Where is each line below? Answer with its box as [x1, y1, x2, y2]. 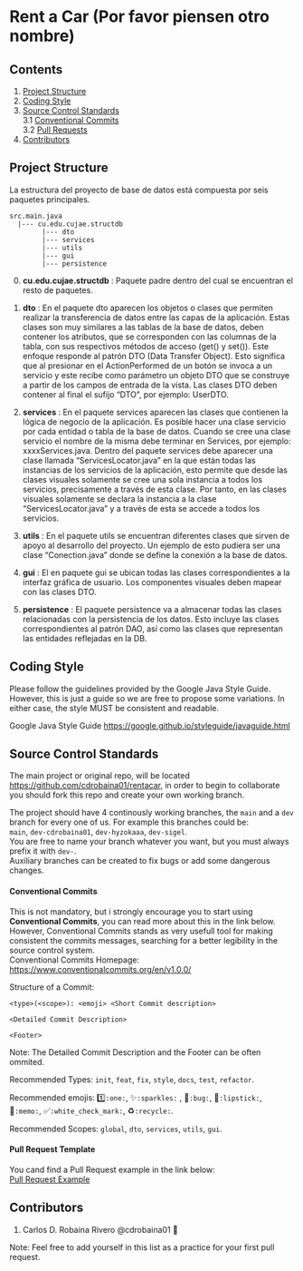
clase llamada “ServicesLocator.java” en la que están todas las [22, 455, 256, 465]
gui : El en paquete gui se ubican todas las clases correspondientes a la [22, 567, 290, 578]
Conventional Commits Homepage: [9, 954, 140, 965]
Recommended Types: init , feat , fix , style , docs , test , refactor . [9, 1073, 255, 1085]
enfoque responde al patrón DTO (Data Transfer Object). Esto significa [22, 350, 286, 361]
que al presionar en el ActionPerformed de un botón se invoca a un [22, 360, 273, 371]
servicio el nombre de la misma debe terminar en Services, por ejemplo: [22, 435, 291, 446]
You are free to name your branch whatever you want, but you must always [9, 836, 289, 847]
